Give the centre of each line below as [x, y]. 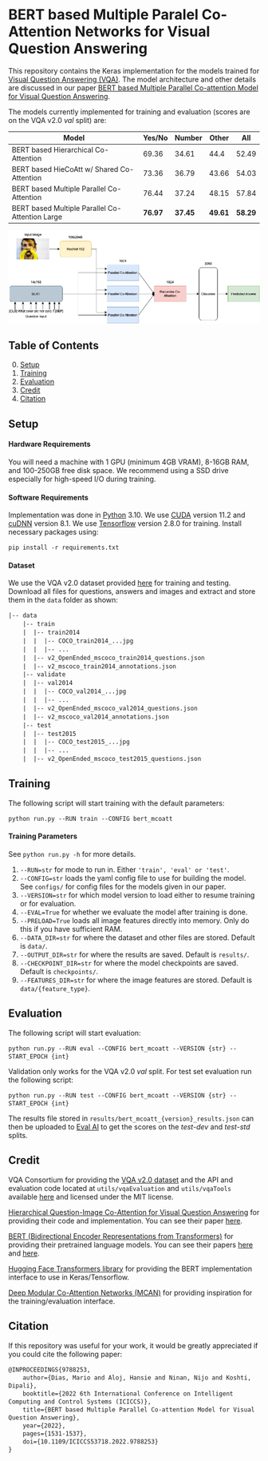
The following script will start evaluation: [75, 1033]
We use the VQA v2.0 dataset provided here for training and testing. [120, 583]
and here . [24, 1253]
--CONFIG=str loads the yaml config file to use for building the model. [133, 878]
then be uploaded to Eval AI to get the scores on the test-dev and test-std [129, 1127]
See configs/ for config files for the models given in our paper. [123, 887]
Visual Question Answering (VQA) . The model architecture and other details [132, 79]
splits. [18, 1135]
